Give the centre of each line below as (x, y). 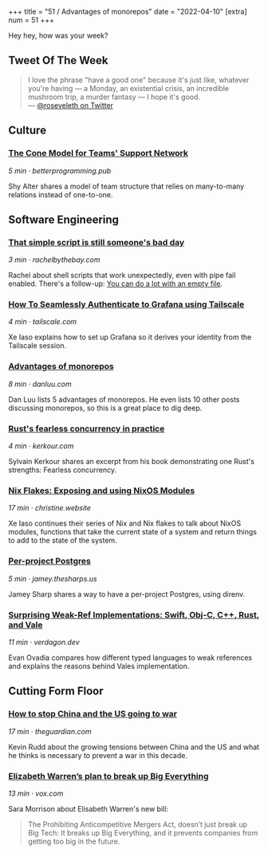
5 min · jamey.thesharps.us (53, 578)
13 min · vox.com (36, 793)
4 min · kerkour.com (41, 446)
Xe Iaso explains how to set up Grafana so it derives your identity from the (130, 337)
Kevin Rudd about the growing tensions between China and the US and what (134, 747)
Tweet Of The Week (58, 60)
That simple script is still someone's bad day (97, 242)
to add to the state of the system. (63, 540)
